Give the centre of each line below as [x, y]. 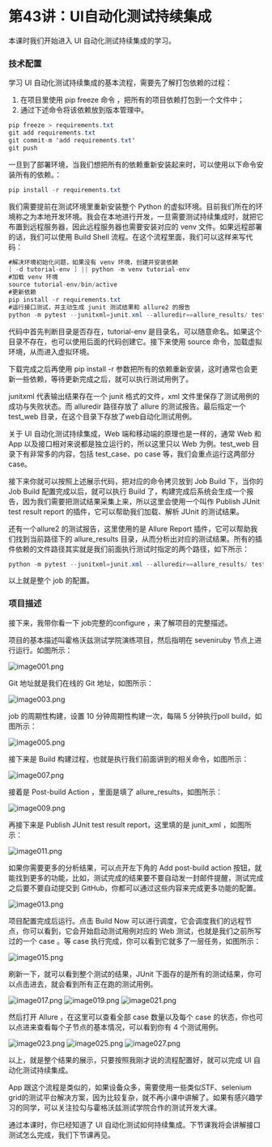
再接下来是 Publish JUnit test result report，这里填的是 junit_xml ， [119, 824]
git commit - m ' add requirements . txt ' [72, 140]
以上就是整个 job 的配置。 [51, 580]
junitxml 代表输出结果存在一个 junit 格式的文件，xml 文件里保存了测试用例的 [134, 396]
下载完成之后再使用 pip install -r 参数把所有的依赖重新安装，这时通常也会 [130, 368]
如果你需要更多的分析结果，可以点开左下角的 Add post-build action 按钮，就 [135, 868]
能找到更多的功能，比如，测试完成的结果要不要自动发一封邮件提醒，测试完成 [136, 877]
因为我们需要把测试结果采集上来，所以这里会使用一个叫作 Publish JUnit [141, 501]
